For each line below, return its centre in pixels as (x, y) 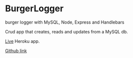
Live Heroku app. (22, 41)
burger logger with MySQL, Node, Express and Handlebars (65, 22)
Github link (16, 51)
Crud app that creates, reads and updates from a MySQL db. (66, 31)
